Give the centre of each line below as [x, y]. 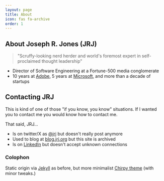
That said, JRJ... [22, 124]
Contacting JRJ [30, 97]
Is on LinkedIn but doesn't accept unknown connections [70, 144]
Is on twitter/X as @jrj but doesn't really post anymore [67, 134]
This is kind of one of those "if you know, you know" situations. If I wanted [81, 109]
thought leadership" [62, 61]
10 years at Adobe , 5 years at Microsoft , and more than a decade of [81, 76]
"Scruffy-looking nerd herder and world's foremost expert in [79, 56]
